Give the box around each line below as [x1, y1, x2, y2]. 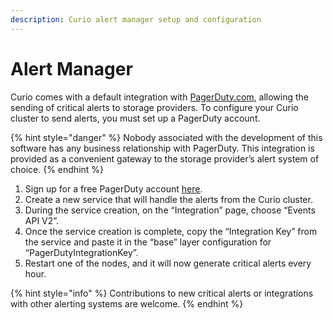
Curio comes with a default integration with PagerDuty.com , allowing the [10, 91, 310, 103]
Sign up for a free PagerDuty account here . [24, 182, 203, 195]
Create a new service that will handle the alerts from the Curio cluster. [24, 193, 313, 205]
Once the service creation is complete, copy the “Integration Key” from [24, 225, 318, 237]
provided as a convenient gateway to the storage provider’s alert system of [10, 152, 320, 165]
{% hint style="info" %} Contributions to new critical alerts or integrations [10, 287, 314, 299]
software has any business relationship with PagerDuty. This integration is [10, 142, 315, 154]
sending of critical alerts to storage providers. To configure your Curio [10, 101, 299, 113]
